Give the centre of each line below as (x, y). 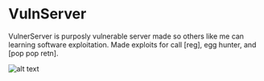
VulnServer (47, 14)
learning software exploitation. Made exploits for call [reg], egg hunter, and (132, 44)
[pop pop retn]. (33, 53)
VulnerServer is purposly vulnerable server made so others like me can (126, 36)
